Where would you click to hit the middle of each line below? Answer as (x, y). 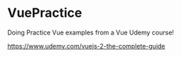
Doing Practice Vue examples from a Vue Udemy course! (91, 32)
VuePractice (45, 13)
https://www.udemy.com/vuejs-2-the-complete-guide (86, 46)
